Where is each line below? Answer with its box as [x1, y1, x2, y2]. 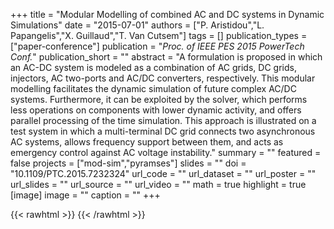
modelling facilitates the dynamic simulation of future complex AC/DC [10, 83, 297, 94]
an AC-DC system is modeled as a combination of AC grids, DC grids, [10, 62, 297, 73]
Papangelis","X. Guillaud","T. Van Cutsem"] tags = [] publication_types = [10, 30, 308, 41]
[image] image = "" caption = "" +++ [10, 189, 161, 201]
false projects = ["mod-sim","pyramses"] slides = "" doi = [10, 157, 247, 169]
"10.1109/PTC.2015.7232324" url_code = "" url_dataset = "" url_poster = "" [10, 168, 317, 179]
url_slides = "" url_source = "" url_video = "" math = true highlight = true [10, 179, 307, 190]
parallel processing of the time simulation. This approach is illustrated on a [10, 115, 317, 126]
